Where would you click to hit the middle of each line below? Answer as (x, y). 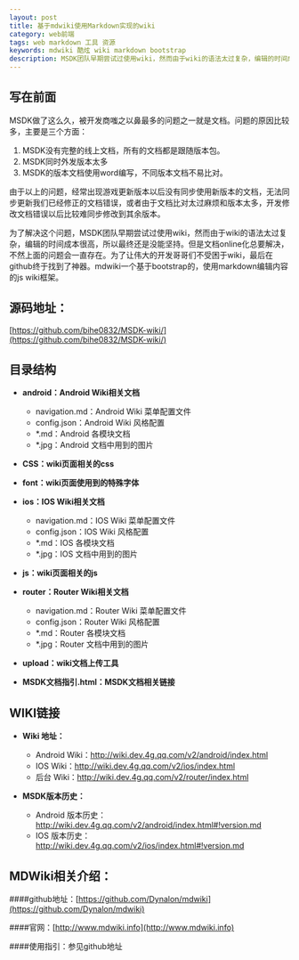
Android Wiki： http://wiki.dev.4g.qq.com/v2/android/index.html (152, 755)
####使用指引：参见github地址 (66, 947)
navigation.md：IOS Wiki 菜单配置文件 (105, 521)
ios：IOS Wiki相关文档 (63, 502)
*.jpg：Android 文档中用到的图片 (94, 445)
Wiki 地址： (43, 736)
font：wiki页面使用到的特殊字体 (81, 483)
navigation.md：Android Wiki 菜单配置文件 (113, 411)
